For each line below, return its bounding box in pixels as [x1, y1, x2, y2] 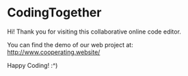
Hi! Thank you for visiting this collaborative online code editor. [7, 27, 181, 36]
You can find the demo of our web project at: [7, 40, 133, 49]
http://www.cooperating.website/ [7, 48, 100, 56]
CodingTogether [7, 5, 102, 21]
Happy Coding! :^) [7, 61, 58, 69]
